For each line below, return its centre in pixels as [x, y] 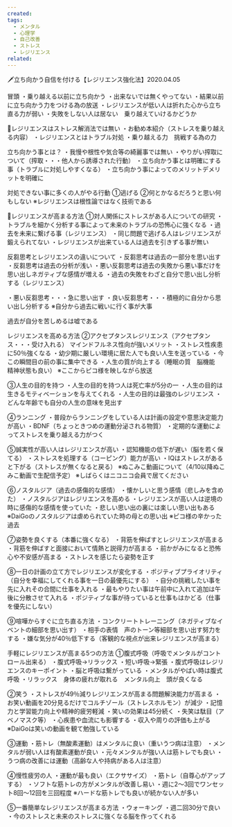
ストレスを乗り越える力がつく [61, 434]
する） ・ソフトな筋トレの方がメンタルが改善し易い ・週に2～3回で [104, 784]
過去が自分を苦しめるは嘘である [53, 321]
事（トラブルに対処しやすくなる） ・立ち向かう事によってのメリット [105, 169]
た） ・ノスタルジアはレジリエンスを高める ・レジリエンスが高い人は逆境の [115, 498]
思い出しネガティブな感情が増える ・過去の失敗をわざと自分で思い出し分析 [114, 274]
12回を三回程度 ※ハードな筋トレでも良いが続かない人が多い [114, 792]
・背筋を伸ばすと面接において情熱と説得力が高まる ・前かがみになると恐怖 [114, 548]
